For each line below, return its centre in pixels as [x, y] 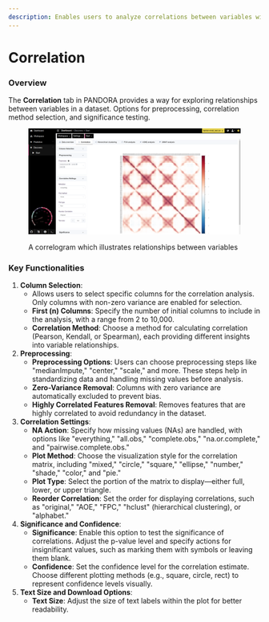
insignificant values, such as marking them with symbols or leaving [143, 550]
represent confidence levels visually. [92, 584]
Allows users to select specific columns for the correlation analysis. [143, 294]
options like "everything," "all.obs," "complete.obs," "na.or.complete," [146, 439]
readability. [50, 609]
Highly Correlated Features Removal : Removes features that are [139, 405]
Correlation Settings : [55, 422]
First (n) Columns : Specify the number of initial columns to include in [146, 311]
